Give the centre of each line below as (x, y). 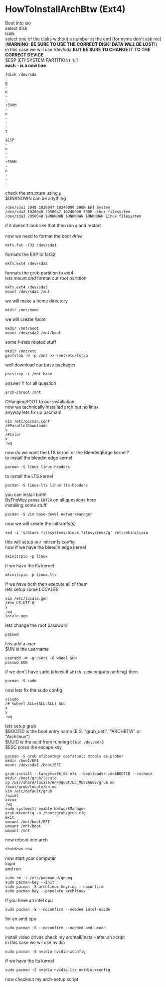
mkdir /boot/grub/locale (31, 778)
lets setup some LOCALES (32, 589)
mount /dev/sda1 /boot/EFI (33, 765)
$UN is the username (27, 649)
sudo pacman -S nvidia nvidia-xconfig (45, 952)
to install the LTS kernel (29, 476)
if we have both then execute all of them (46, 584)
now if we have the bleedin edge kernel (46, 547)
